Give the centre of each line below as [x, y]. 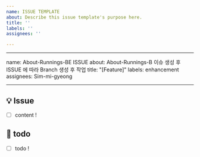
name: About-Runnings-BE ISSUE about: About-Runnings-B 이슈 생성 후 [93, 62]
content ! [26, 115]
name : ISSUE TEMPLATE [33, 12]
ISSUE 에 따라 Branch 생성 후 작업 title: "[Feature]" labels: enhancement [93, 70]
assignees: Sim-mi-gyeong [39, 76]
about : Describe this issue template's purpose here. [74, 17]
